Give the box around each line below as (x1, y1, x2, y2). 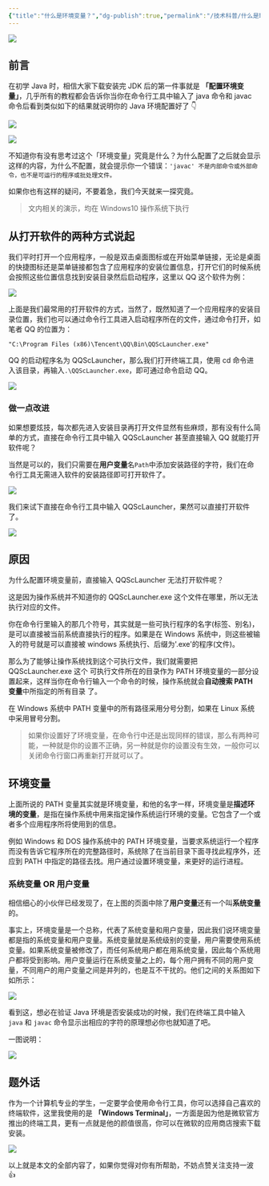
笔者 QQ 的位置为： (8, 324, 73, 334)
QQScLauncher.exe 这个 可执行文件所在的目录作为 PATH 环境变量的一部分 (8, 667, 252, 676)
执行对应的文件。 (8, 603, 65, 612)
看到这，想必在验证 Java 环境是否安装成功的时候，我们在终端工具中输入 (8, 1008, 246, 1017)
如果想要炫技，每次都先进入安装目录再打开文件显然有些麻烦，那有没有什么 (8, 422, 254, 432)
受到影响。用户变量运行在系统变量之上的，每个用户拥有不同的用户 (29, 956, 247, 965)
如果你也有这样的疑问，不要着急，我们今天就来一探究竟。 (8, 186, 198, 197)
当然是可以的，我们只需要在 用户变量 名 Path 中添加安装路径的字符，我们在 (8, 459, 247, 469)
